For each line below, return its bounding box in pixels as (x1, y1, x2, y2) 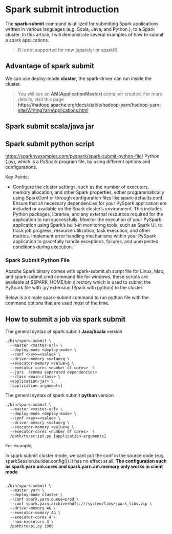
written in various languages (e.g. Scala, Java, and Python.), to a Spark (5, 26, 155, 32)
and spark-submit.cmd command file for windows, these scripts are (5, 273, 148, 280)
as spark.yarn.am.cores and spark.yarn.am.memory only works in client (5, 463, 163, 470)
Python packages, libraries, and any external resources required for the (12, 211, 164, 217)
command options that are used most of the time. (5, 300, 110, 306)
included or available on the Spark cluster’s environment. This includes (12, 205, 162, 211)
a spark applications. (5, 37, 50, 43)
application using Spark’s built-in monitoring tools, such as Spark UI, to (12, 222, 163, 228)
